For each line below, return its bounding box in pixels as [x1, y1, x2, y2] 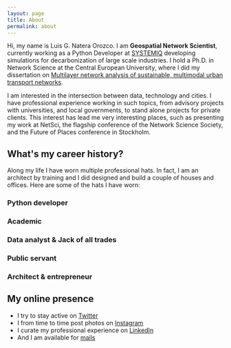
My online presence [7, 293, 94, 305]
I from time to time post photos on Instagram [16, 318, 144, 327]
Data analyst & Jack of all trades [7, 235, 117, 244]
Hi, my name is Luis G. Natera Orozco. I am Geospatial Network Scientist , [7, 42, 218, 50]
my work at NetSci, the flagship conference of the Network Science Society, [7, 121, 223, 129]
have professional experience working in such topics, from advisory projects [7, 99, 224, 107]
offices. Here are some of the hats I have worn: [7, 181, 141, 189]
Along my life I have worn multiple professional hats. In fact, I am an [7, 166, 199, 175]
